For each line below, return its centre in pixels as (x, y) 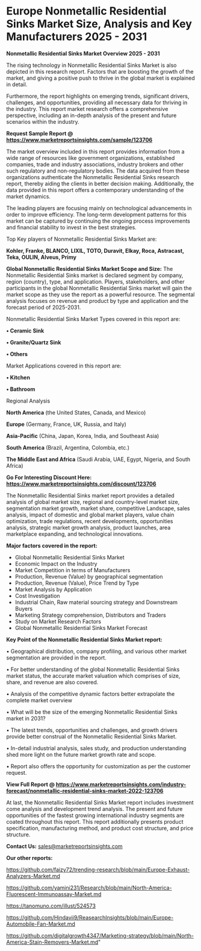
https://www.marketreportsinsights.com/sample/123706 (79, 139)
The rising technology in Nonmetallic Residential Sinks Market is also (91, 65)
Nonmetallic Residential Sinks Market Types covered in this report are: (93, 319)
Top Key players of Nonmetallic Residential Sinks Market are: (82, 239)
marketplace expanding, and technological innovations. (75, 534)
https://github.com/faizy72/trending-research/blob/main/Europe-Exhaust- (98, 870)
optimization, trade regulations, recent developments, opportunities (90, 521)
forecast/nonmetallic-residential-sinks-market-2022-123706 (85, 790)
